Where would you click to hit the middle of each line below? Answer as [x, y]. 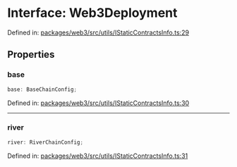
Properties [31, 55]
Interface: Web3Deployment [92, 13]
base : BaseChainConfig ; [42, 89]
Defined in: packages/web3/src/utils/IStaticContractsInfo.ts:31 [98, 156]
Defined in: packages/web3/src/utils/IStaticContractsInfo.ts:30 [98, 103]
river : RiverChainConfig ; [45, 142]
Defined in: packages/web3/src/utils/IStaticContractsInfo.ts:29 [98, 32]
